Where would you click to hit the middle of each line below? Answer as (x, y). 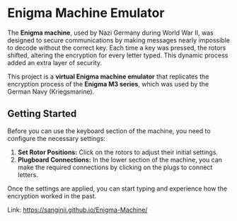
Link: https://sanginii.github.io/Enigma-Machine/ (77, 210)
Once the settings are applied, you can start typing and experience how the (117, 188)
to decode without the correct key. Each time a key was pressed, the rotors (117, 47)
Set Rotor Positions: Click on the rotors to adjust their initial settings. (117, 152)
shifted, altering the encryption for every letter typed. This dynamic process (118, 55)
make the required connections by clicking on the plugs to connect (115, 167)
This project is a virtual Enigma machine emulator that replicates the (108, 76)
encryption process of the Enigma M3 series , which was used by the (108, 84)
